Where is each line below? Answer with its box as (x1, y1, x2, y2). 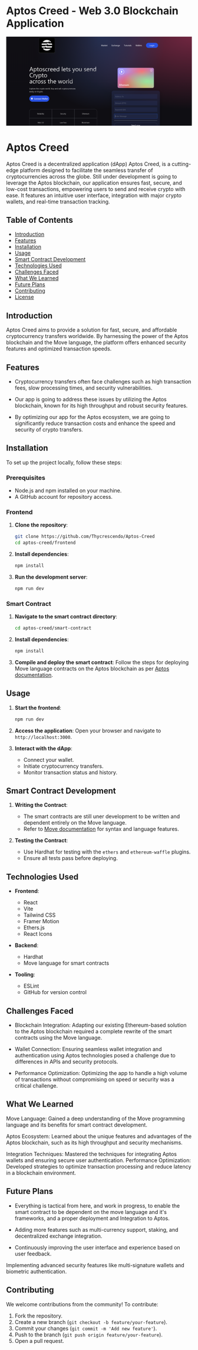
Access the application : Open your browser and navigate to (14, 727, 161, 734)
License (14, 294, 34, 301)
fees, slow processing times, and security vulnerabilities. (14, 384, 153, 391)
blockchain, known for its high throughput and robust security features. (14, 402, 188, 409)
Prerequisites (6, 473, 45, 482)
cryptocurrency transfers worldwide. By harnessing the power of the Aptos (6, 333, 189, 340)
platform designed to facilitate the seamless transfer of (19, 167, 153, 174)
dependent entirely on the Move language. (23, 819, 127, 826)
